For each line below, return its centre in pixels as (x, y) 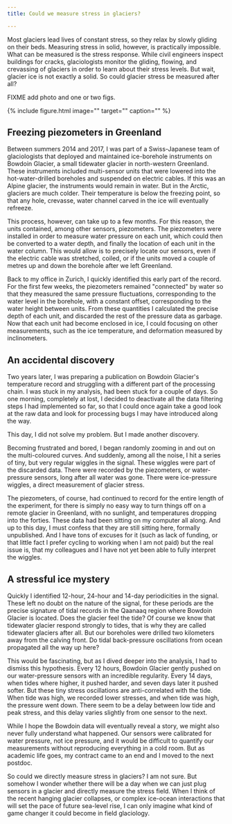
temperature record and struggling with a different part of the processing (111, 384)
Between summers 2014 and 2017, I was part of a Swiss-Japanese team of (114, 149)
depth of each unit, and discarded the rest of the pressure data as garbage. (115, 316)
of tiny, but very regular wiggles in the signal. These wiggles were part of (111, 463)
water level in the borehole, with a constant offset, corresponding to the (109, 301)
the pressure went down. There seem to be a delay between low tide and (111, 705)
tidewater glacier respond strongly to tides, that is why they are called (107, 625)
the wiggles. (25, 557)
